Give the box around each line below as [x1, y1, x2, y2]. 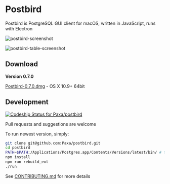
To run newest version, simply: [5, 130, 69, 137]
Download [5, 60, 38, 69]
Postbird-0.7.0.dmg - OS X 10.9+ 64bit [5, 83, 85, 89]
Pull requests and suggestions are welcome [5, 121, 96, 127]
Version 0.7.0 [5, 73, 34, 79]
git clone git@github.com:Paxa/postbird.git [5, 141, 101, 146]
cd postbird [5, 145, 30, 150]
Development [5, 98, 49, 107]
